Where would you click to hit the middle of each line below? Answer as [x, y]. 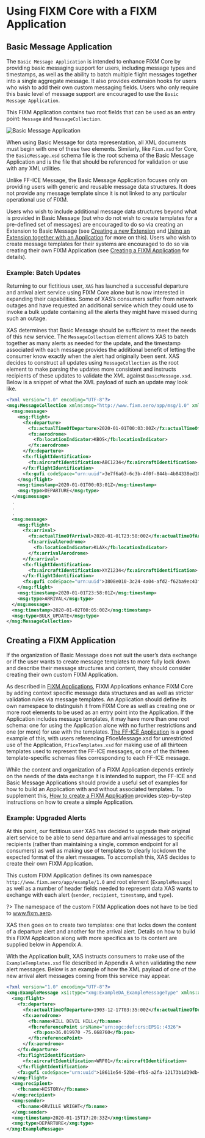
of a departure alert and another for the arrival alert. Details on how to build [101, 932]
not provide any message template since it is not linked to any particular [97, 193]
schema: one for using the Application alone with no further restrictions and [102, 726]
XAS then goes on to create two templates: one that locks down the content [102, 925]
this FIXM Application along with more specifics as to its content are [92, 938]
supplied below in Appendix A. [45, 944]
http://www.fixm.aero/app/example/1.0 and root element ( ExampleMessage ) [100, 882]
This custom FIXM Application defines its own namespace [79, 875]
